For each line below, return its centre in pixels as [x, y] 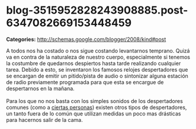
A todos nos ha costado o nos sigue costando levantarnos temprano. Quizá [98, 50]
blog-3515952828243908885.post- [97, 10]
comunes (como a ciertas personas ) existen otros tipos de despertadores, [97, 107]
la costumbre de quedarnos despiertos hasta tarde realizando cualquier [94, 63]
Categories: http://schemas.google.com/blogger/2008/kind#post [86, 39]
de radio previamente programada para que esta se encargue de [85, 82]
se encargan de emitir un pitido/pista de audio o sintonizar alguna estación [97, 76]
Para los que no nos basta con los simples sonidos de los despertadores [95, 101]
